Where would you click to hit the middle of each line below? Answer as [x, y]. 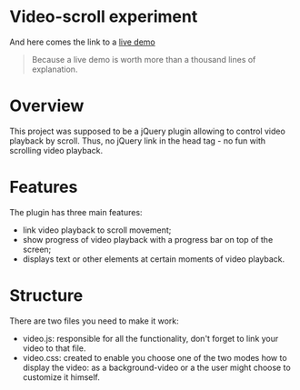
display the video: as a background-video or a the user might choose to [156, 367]
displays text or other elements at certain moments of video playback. [154, 259]
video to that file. [54, 348]
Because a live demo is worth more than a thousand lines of [144, 59]
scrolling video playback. [56, 150]
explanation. [55, 69]
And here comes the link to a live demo [83, 42]
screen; [37, 249]
